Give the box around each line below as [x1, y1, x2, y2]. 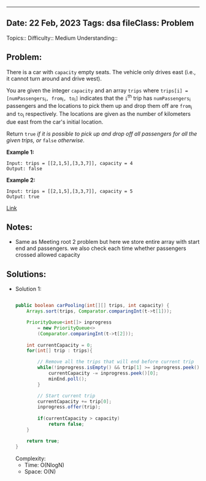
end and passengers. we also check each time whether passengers [15, 244, 186, 252]
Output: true [6, 194, 40, 200]
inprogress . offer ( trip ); [37, 404, 101, 411]
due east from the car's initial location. [6, 118, 104, 126]
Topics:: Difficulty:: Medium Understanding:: [6, 34, 118, 42]
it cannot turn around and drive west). [6, 75, 102, 82]
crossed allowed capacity [15, 251, 81, 259]
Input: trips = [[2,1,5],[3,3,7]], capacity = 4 [6, 160, 133, 166]
